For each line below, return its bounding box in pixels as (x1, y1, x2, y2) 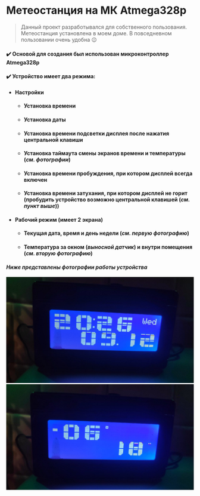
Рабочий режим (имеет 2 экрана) (14, 216, 103, 223)
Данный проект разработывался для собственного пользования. (20, 23, 187, 30)
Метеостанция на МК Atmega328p (6, 4, 187, 17)
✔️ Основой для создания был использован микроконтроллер (6, 50, 169, 57)
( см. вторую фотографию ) (23, 250, 93, 257)
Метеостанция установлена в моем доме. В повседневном (20, 29, 172, 36)
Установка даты (23, 116, 66, 123)
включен (23, 176, 48, 183)
